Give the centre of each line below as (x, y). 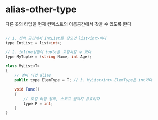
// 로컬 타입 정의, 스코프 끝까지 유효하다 (62, 99)
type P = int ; (38, 103)
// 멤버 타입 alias (33, 76)
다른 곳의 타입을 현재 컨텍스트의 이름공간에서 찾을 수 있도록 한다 (68, 24)
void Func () (27, 89)
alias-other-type (41, 9)
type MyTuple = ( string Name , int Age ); (49, 57)
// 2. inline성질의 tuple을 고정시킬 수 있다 (48, 52)
